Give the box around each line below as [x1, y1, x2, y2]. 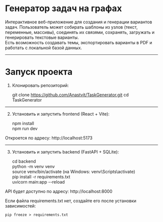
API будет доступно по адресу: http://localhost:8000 [5, 188, 113, 194]
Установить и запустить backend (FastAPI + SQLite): [12, 149, 119, 154]
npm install [12, 120, 34, 126]
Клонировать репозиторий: [12, 82, 69, 88]
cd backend [12, 158, 36, 164]
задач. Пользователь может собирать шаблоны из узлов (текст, [5, 24, 138, 30]
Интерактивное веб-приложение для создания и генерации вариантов [5, 19, 152, 25]
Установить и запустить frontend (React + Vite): [12, 111, 110, 117]
